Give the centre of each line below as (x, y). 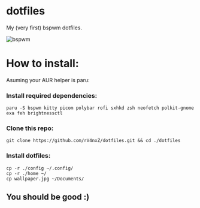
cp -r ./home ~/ (26, 173)
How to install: (43, 64)
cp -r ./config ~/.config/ (40, 168)
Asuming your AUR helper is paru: (48, 80)
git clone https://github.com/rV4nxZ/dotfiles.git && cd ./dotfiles (93, 141)
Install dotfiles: (28, 156)
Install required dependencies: (52, 95)
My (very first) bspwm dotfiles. (44, 28)
